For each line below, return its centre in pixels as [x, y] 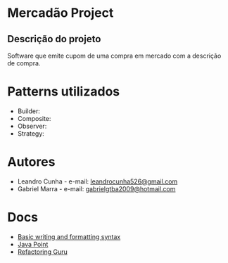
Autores [31, 162]
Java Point [33, 244]
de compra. [24, 63]
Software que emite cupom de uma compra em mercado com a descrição [114, 56]
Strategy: [31, 133]
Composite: [34, 118]
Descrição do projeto [54, 39]
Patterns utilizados [64, 92]
